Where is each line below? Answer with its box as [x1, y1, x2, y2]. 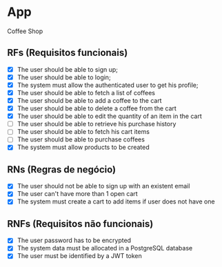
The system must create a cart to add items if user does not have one [17, 197, 215, 206]
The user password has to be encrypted [17, 236, 132, 245]
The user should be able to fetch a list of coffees [17, 88, 155, 97]
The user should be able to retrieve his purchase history [17, 120, 176, 128]
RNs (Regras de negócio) [7, 164, 116, 175]
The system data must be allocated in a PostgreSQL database [17, 244, 193, 253]
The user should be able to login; [17, 73, 112, 81]
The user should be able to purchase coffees [17, 135, 145, 144]
